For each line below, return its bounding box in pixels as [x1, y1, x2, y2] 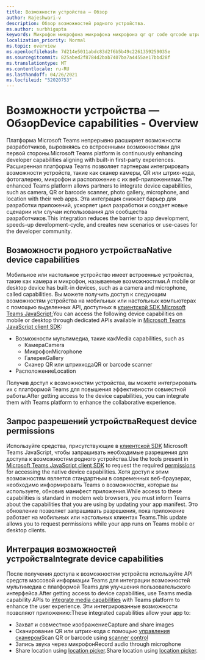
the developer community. [6, 227, 72, 235]
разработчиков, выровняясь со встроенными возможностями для [6, 143, 181, 150]
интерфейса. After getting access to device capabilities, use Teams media [6, 589, 192, 596]
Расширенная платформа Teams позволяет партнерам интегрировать [6, 163, 190, 170]
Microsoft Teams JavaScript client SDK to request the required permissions [6, 461, 196, 469]
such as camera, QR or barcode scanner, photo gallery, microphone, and [6, 189, 189, 196]
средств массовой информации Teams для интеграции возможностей [6, 576, 190, 584]
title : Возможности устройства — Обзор [6, 9, 108, 15]
